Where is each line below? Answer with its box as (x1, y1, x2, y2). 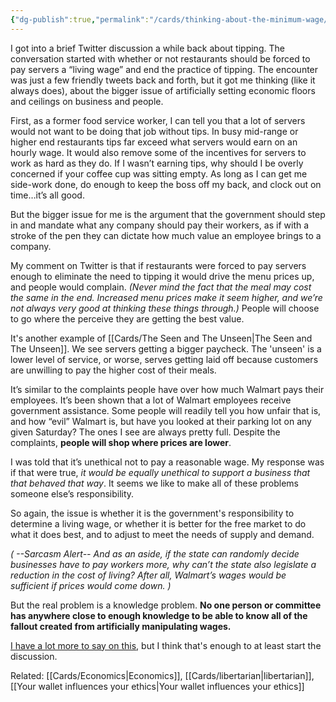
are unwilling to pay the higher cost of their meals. (10, 364, 217, 376)
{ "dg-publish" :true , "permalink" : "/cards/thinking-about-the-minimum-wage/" (10, 14, 333, 25)
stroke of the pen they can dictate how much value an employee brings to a (10, 229, 322, 241)
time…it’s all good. (10, 189, 85, 201)
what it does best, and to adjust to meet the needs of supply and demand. (10, 528, 315, 540)
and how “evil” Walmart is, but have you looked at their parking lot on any (10, 415, 312, 427)
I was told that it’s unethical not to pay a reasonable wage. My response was (10, 456, 325, 468)
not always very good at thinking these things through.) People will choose (10, 302, 320, 314)
